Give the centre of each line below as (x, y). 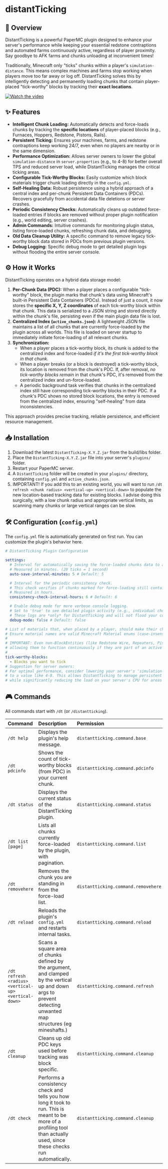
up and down (53, 986)
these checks (54, 1146)
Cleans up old (54, 1038)
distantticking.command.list (111, 844)
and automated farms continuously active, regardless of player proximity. (80, 50)
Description (52, 723)
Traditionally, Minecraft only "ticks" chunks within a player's (67, 65)
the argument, (55, 967)
